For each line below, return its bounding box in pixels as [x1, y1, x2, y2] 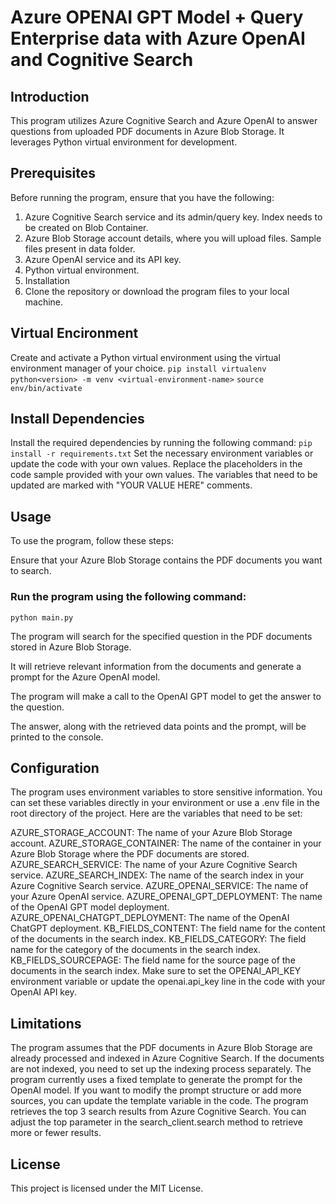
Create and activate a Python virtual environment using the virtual [10, 351, 281, 363]
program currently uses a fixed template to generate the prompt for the [10, 1074, 303, 1086]
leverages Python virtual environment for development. [10, 136, 238, 148]
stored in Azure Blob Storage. [10, 641, 132, 653]
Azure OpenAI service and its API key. [24, 253, 182, 265]
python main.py [10, 612, 74, 623]
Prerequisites [10, 165, 96, 182]
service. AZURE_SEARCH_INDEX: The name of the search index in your [10, 869, 305, 881]
